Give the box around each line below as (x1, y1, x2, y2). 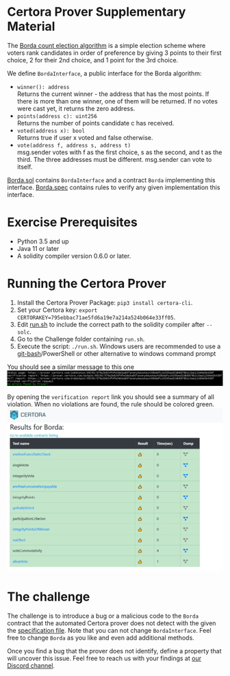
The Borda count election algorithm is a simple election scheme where (7, 41, 206, 49)
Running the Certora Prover (7, 276, 166, 291)
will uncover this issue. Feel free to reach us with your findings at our (7, 654, 202, 662)
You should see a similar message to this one (7, 363, 135, 371)
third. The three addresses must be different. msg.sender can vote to (16, 155, 212, 163)
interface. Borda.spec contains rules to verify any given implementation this (7, 183, 220, 191)
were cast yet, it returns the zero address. (16, 104, 136, 112)
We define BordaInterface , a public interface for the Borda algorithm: (7, 69, 202, 77)
